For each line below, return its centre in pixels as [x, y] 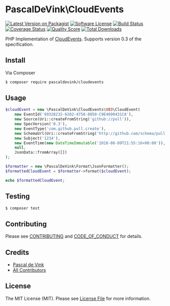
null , [20, 148]
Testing [18, 196]
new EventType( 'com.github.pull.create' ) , [60, 129]
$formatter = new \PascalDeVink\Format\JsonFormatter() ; [67, 167]
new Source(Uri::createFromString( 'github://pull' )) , [73, 119]
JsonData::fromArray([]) [41, 152]
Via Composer [20, 73]
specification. [20, 44]
